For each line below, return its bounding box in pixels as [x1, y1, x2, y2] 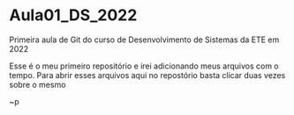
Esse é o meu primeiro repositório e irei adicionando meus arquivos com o [9, 61, 280, 71]
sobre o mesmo [9, 79, 66, 90]
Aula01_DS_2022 [9, 5, 138, 25]
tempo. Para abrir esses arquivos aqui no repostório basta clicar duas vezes [9, 69, 286, 80]
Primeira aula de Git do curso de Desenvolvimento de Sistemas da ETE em [9, 34, 280, 45]
